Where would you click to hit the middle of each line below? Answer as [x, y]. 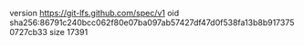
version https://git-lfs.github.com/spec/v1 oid [94, 13]
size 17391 [69, 32]
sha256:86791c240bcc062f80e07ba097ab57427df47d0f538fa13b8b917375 [152, 22]
